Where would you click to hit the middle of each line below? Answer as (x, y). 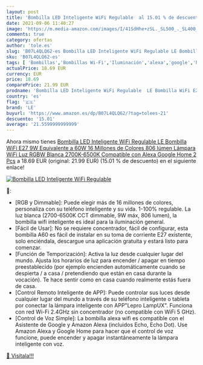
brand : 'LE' (21, 107)
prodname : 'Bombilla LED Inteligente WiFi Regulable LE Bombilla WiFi (98, 91)
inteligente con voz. (40, 344)
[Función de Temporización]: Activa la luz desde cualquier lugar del (99, 254)
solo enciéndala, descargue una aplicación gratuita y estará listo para (101, 241)
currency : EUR (24, 74)
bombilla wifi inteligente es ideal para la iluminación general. (90, 222)
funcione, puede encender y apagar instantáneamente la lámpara (96, 338)
